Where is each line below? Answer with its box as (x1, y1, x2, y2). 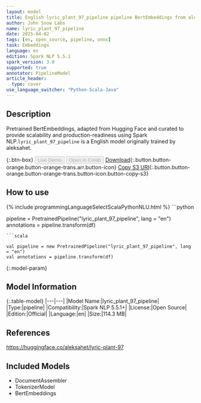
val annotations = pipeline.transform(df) (6, 254, 114, 260)
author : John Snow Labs (6, 20, 66, 26)
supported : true (6, 64, 47, 71)
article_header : (6, 76, 47, 82)
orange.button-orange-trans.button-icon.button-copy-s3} (6, 170, 149, 177)
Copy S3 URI (117, 163, 150, 171)
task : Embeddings (6, 43, 50, 49)
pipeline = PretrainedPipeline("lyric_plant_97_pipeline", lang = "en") (6, 215, 172, 222)
